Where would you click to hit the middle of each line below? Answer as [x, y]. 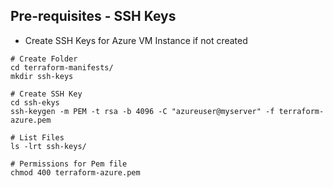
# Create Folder [44, 59]
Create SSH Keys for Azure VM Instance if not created [136, 40]
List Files [42, 137]
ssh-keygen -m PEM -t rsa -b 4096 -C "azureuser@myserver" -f [142, 111]
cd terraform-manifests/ [62, 67]
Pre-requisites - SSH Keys [93, 16]
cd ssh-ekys [35, 102]
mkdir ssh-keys [42, 76]
